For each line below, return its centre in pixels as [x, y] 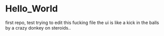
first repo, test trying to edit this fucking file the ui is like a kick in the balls [82, 22]
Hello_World [32, 9]
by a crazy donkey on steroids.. [38, 27]
